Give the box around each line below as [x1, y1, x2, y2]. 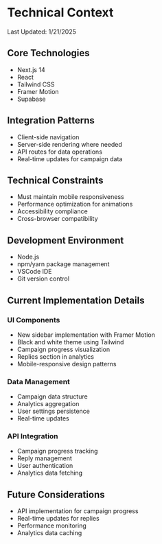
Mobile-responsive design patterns [16, 359, 117, 368]
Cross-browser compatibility [16, 215, 98, 223]
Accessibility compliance [16, 207, 88, 215]
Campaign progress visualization [16, 345, 111, 353]
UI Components [7, 315, 60, 324]
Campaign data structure [16, 392, 88, 401]
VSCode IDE [16, 268, 53, 276]
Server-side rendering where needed [16, 140, 122, 148]
